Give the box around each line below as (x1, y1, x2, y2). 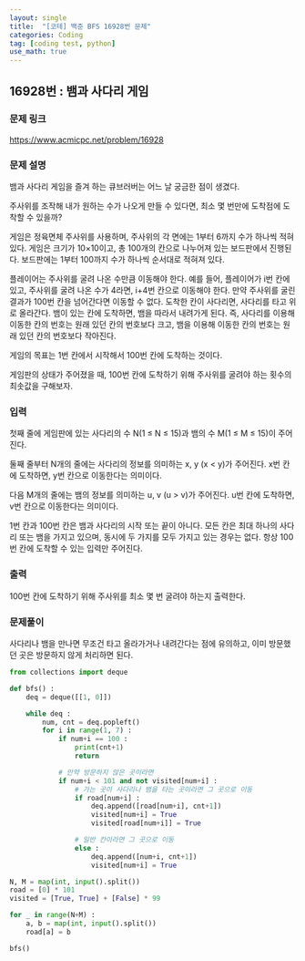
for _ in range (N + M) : (9, 911, 96, 920)
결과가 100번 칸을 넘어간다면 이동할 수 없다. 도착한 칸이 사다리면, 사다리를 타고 (9, 296, 287, 307)
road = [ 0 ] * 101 (9, 885, 76, 894)
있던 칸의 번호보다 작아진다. (18, 330, 117, 342)
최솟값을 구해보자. (9, 380, 74, 392)
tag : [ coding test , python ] (9, 38, 117, 48)
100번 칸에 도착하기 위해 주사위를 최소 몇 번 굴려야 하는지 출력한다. (9, 590, 246, 602)
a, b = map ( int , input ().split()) (25, 919, 157, 928)
